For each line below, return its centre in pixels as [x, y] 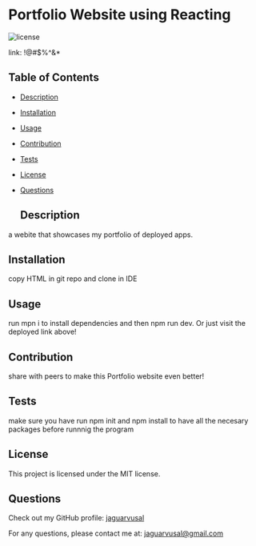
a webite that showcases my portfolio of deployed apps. [101, 235]
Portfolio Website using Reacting [120, 15]
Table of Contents [54, 78]
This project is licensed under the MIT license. [84, 473]
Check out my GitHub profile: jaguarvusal [76, 518]
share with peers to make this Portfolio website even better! [106, 376]
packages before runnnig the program [71, 429]
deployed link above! [43, 332]
